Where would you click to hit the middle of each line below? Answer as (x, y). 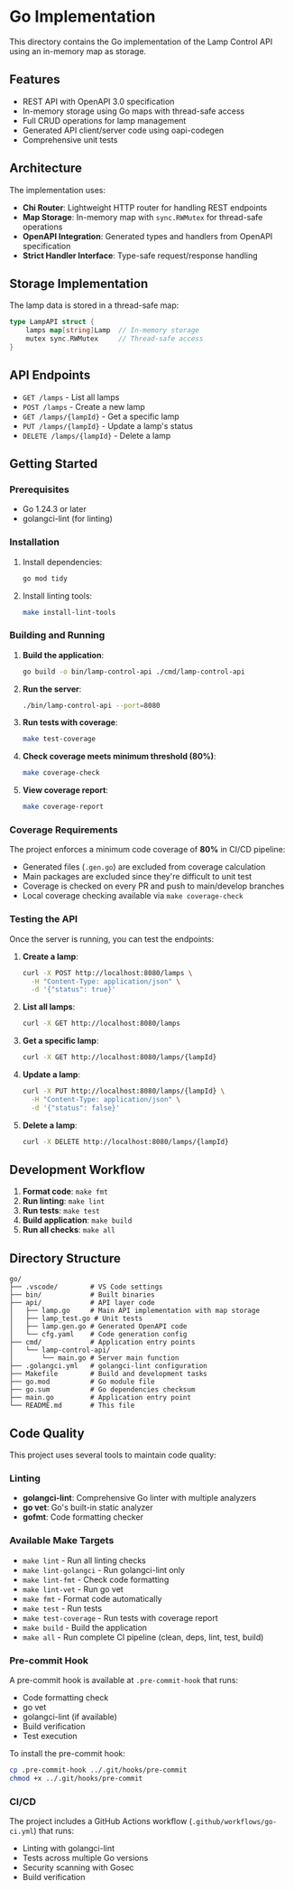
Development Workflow (78, 1170)
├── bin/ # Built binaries (82, 1295)
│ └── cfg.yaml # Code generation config (98, 1335)
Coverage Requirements (64, 830)
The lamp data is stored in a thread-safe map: (94, 305)
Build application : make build (77, 1220)
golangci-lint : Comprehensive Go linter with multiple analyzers (139, 1498)
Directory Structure (65, 1258)
